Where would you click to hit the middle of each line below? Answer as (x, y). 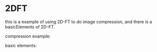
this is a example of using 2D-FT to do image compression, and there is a (78, 22)
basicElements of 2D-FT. (30, 26)
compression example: (28, 36)
